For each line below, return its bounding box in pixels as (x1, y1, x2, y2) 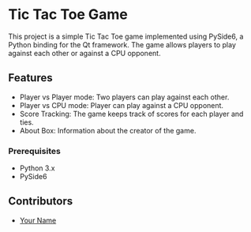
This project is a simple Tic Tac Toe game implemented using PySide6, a (8, 32, 244, 41)
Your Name (19, 215, 57, 225)
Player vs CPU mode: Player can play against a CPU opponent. (19, 100, 223, 110)
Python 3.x (19, 163, 55, 173)
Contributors (8, 195, 73, 208)
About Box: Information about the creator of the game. (19, 125, 197, 135)
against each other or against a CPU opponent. (8, 48, 161, 58)
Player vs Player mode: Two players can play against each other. (19, 92, 230, 102)
